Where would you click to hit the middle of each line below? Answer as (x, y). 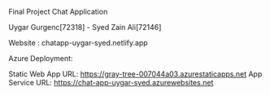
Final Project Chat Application (58, 12)
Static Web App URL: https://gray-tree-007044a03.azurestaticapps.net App (135, 74)
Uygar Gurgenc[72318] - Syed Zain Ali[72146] (85, 27)
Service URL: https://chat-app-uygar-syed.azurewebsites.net (111, 83)
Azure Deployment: (41, 58)
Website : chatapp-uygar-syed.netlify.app (78, 43)
